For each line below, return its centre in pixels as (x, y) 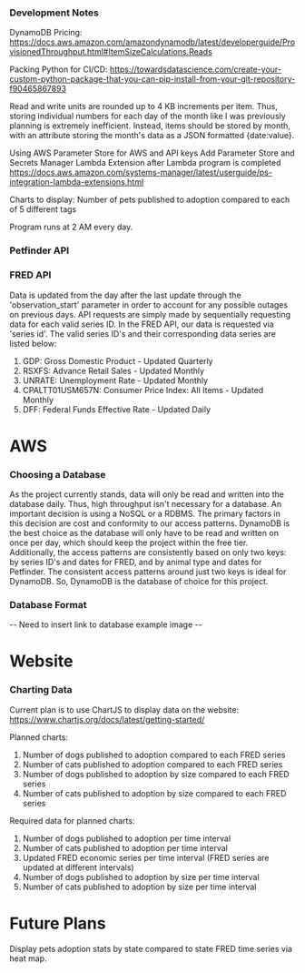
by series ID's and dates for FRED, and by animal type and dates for (136, 562)
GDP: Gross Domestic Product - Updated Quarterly (118, 360)
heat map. (28, 958)
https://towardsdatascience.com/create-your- (196, 69)
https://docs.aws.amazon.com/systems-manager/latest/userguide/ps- (141, 172)
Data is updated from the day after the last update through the (126, 295)
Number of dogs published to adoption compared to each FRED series (154, 755)
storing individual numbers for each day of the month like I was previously (148, 117)
